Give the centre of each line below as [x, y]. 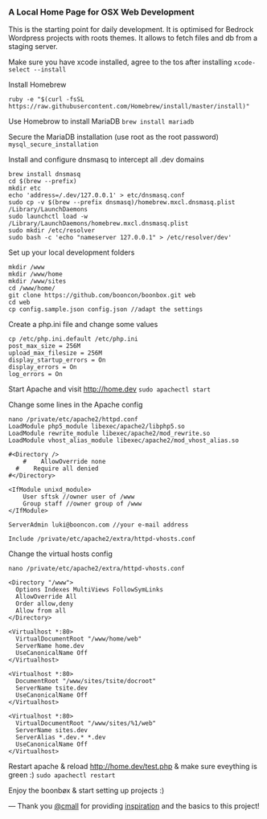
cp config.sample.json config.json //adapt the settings [106, 309]
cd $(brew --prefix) [43, 182]
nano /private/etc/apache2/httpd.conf [73, 420]
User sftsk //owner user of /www [79, 497]
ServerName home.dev [50, 646]
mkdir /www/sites [37, 281]
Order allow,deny [45, 604]
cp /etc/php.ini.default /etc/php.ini [73, 339]
